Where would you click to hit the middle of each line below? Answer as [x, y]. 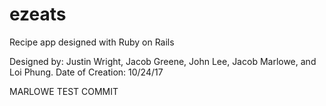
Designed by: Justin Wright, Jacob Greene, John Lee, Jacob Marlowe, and [163, 61]
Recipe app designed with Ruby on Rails [92, 42]
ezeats [38, 14]
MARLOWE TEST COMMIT [64, 91]
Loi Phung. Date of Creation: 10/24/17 [86, 72]
